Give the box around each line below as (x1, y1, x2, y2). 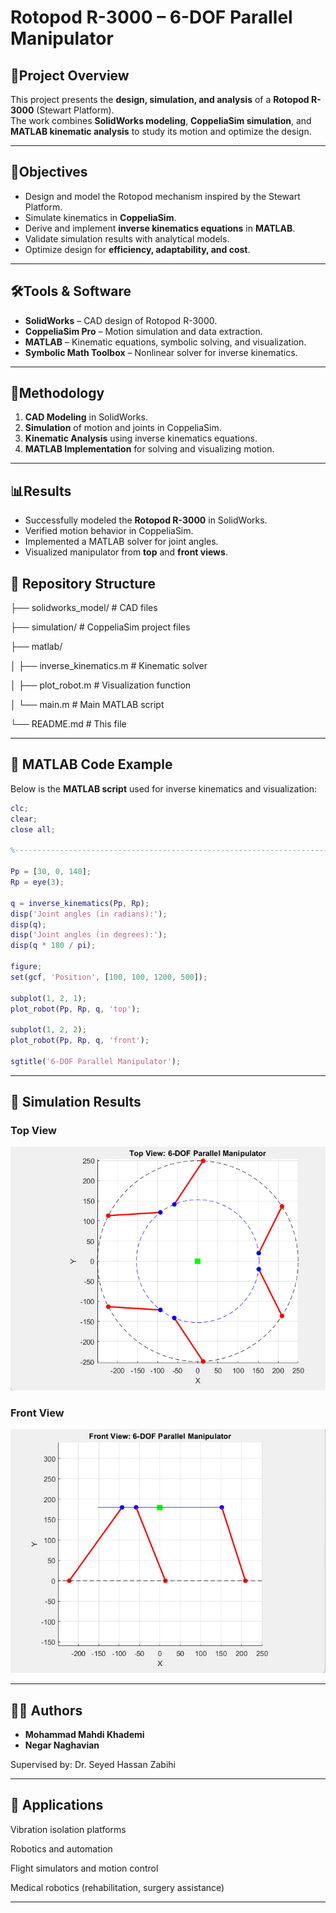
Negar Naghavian (24, 1739, 100, 1751)
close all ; (10, 824, 56, 835)
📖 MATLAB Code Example (10, 756, 173, 773)
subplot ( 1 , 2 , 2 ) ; (10, 1025, 87, 1035)
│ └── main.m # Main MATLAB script (10, 699, 165, 711)
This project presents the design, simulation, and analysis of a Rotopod (10, 94, 310, 105)
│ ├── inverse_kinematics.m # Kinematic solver (10, 660, 208, 672)
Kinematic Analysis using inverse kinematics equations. (24, 432, 258, 445)
